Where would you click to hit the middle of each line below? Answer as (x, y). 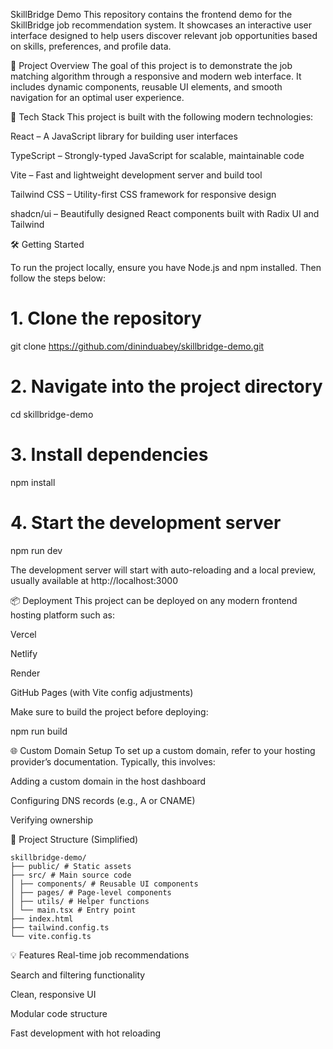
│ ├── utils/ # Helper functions (80, 901)
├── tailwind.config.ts (60, 927)
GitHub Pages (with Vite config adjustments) (102, 692)
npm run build (39, 731)
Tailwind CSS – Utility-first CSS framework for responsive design (143, 194)
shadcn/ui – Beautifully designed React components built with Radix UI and (165, 213)
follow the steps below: (58, 278)
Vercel (23, 634)
